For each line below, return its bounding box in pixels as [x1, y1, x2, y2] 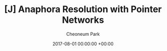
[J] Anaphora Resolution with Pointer [4, 4, 162, 15]
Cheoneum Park [66, 31, 100, 37]
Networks [62, 14, 104, 26]
